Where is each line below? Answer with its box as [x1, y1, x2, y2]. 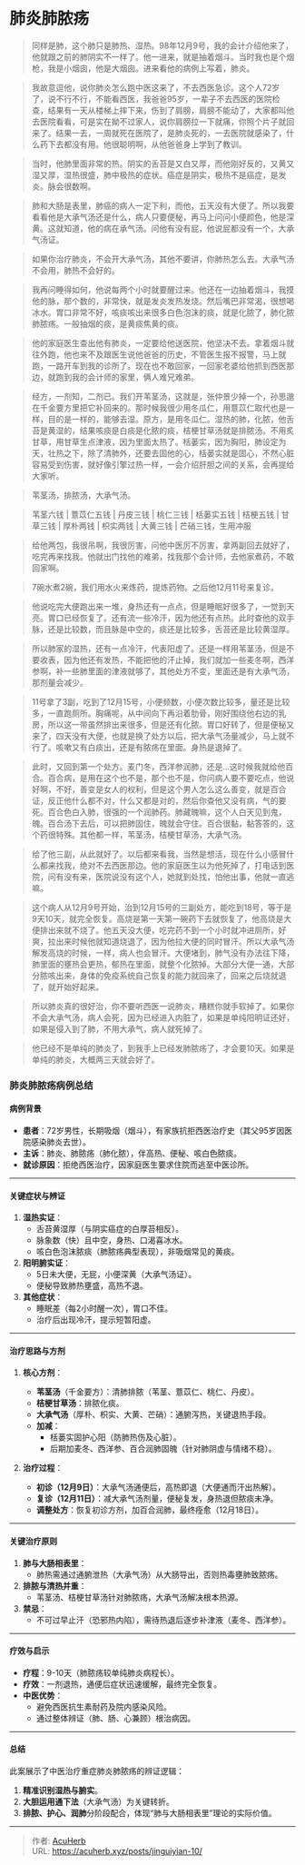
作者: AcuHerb [31, 1836, 86, 1847]
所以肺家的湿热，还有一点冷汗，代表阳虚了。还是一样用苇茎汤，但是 [31, 642, 287, 654]
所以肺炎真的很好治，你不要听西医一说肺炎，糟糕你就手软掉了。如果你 [31, 1000, 295, 1011]
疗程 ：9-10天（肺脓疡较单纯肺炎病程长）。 [22, 1667, 180, 1678]
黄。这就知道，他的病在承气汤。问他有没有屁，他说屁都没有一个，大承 [31, 223, 295, 233]
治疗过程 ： [22, 1463, 64, 1473]
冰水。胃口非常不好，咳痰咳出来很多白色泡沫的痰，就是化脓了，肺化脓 [31, 306, 295, 318]
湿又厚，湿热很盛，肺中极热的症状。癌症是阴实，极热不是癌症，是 [31, 169, 279, 180]
